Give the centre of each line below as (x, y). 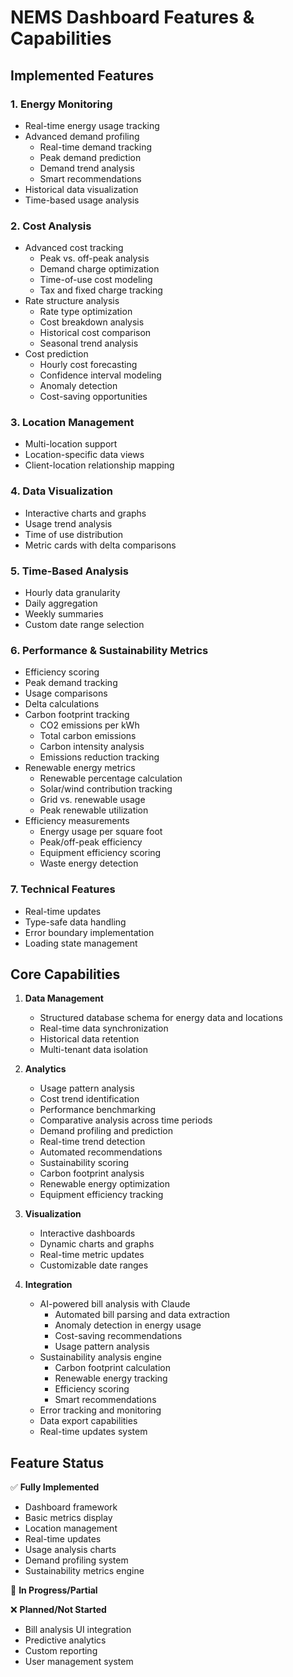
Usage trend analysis (68, 523)
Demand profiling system (76, 1560)
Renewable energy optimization (104, 1184)
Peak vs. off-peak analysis (94, 258)
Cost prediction (56, 354)
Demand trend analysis (87, 168)
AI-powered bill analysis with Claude (115, 1304)
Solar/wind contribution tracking (106, 789)
